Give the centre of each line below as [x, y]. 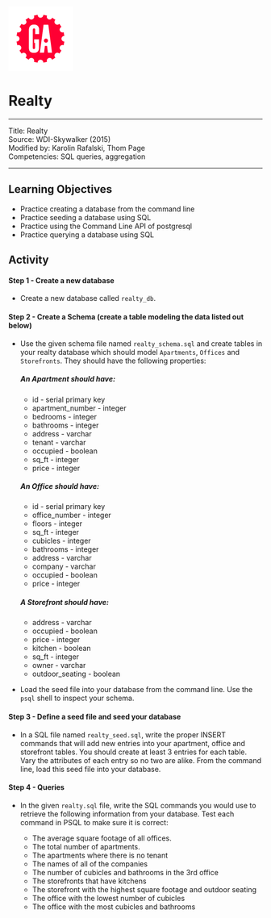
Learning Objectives [60, 189]
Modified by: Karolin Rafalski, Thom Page [77, 148]
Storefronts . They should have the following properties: [113, 361]
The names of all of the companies [90, 864]
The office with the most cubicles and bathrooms [114, 907]
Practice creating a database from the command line [107, 209]
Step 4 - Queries [36, 787]
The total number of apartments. [86, 846]
